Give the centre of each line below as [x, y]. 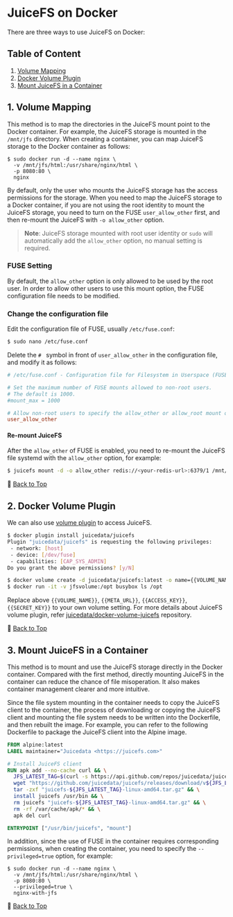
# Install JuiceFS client [44, 764]
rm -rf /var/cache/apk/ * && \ [57, 809]
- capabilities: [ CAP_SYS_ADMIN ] [59, 561]
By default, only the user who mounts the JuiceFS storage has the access [113, 190]
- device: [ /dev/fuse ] [43, 555]
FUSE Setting [30, 266]
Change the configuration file [58, 314]
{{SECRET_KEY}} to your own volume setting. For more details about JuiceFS [115, 608]
